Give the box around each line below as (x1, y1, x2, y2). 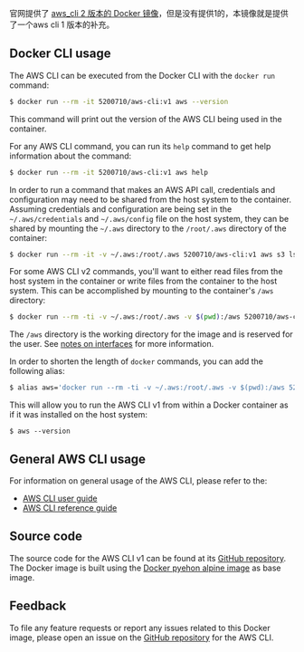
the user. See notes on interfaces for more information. (9, 339, 214, 350)
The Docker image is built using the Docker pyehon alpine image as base (9, 562, 282, 573)
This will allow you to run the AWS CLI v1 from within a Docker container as (9, 399, 290, 410)
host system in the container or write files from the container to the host (9, 275, 278, 287)
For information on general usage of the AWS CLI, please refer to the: (9, 475, 268, 486)
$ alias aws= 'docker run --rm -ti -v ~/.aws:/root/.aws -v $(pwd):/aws (9, 383, 285, 392)
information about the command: (9, 150, 132, 161)
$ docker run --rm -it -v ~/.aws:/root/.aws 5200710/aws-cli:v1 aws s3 (9, 250, 285, 259)
